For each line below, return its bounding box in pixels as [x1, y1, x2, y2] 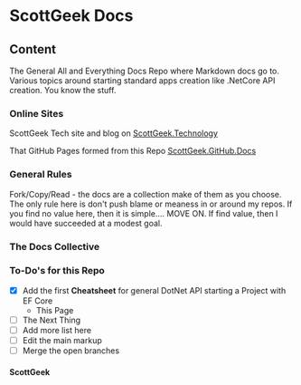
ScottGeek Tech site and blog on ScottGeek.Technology [9, 128, 219, 139]
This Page [35, 304, 74, 315]
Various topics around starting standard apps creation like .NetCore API [9, 75, 276, 86]
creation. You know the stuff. [9, 85, 117, 95]
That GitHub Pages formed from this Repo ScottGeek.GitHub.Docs [9, 146, 257, 157]
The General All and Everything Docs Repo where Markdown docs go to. [9, 65, 280, 76]
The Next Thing [22, 314, 81, 325]
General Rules [9, 168, 72, 181]
